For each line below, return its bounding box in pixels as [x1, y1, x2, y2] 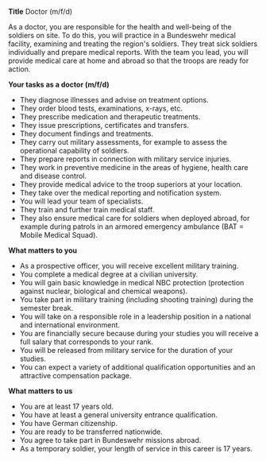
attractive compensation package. [19, 371, 132, 380]
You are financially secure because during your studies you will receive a [19, 329, 259, 338]
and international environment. [19, 320, 121, 329]
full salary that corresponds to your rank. [19, 337, 153, 347]
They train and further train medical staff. [19, 205, 155, 214]
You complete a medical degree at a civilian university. [19, 269, 199, 279]
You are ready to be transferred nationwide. [19, 427, 163, 436]
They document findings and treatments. [19, 129, 153, 138]
